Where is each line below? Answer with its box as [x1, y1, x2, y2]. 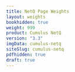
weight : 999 [6, 24, 35, 31]
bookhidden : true [6, 19, 49, 25]
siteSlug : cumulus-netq [6, 46, 64, 52]
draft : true [6, 57, 35, 63]
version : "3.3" [6, 35, 43, 41]
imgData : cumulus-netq [6, 41, 62, 47]
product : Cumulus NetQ [6, 30, 62, 36]
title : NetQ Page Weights [6, 8, 69, 15]
